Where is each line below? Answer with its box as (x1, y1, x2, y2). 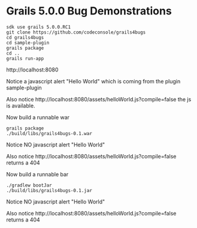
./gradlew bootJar (6, 182, 52, 188)
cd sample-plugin (6, 40, 50, 46)
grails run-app (6, 55, 44, 61)
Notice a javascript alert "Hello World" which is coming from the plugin (6, 77, 181, 85)
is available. (6, 102, 35, 109)
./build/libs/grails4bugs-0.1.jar (6, 187, 93, 193)
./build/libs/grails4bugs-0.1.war (6, 130, 93, 136)
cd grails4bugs (6, 34, 44, 40)
